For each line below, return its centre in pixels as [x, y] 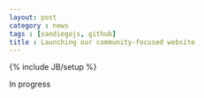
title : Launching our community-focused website [102, 42]
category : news [39, 26]
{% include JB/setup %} [53, 67]
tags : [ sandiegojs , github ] [63, 34]
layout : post [33, 17]
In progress [30, 84]
